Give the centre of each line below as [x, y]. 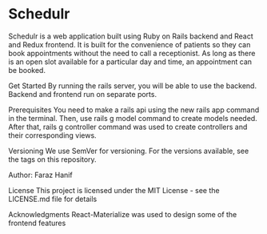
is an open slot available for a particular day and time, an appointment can [130, 62]
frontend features [37, 223]
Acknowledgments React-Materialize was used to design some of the [123, 214]
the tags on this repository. [53, 159]
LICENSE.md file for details [53, 199]
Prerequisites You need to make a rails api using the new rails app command [134, 110]
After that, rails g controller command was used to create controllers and [128, 127]
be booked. [27, 70]
